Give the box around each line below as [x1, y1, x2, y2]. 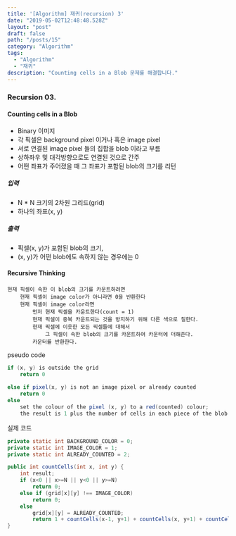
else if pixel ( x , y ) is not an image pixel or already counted [7, 384, 197, 391]
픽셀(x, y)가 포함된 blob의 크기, [17, 244, 104, 252]
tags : [7, 50, 23, 57]
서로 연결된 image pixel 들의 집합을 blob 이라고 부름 [17, 144, 161, 152]
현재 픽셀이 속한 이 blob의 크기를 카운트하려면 [7, 286, 126, 293]
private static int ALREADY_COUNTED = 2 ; [7, 451, 131, 458]
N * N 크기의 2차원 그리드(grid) [17, 198, 105, 206]
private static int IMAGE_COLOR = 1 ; [7, 444, 118, 451]
